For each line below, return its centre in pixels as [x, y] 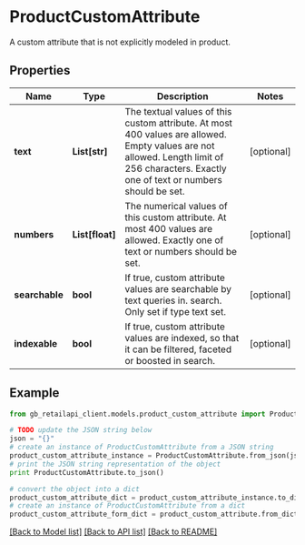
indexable [36, 343]
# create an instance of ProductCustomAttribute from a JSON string [142, 448]
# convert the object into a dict [75, 489]
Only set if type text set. [176, 311]
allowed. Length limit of [174, 156]
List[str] [90, 151]
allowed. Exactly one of [174, 240]
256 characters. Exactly [176, 168]
